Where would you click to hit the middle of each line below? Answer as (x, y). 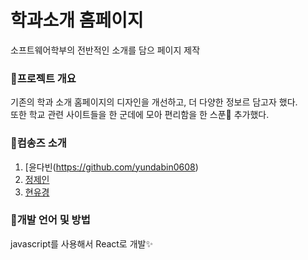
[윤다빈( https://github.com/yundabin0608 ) (111, 167)
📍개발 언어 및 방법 (50, 220)
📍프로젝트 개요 (43, 78)
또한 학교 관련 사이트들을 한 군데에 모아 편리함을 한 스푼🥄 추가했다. (140, 115)
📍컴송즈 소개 (38, 143)
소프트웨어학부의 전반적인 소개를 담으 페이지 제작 (105, 50)
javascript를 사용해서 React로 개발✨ (81, 243)
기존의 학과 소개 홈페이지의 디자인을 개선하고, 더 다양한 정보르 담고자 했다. (154, 102)
